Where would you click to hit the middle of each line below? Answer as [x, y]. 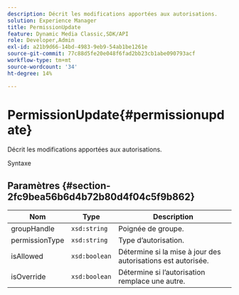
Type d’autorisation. [152, 240]
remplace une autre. [152, 281]
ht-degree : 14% [30, 73]
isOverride [28, 277]
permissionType [38, 240]
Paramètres [34, 186]
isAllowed [27, 257]
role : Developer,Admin [41, 41]
